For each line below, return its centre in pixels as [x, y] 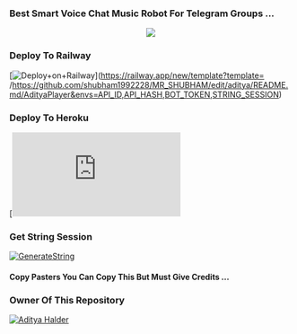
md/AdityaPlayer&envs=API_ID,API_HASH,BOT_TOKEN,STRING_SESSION [144, 94]
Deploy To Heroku [49, 118]
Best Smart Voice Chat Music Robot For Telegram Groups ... [142, 13]
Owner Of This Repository [67, 300]
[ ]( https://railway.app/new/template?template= [137, 75]
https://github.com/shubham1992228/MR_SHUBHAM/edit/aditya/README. [150, 84]
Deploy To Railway [50, 56]
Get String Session [51, 236]
